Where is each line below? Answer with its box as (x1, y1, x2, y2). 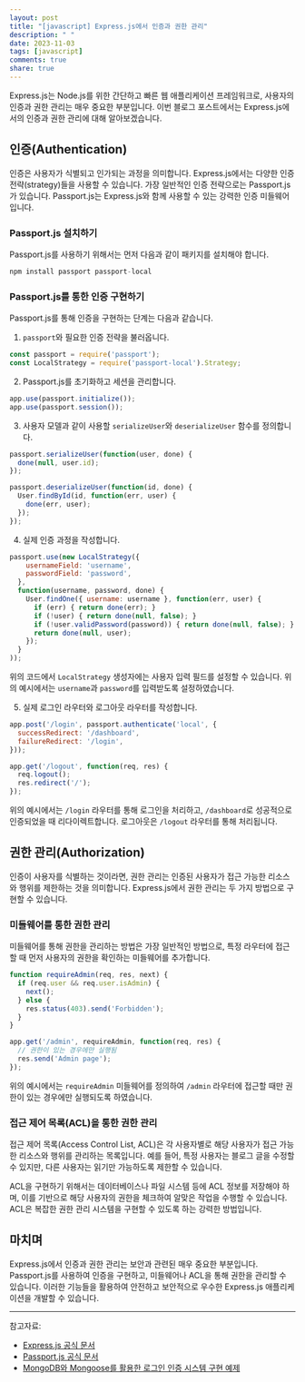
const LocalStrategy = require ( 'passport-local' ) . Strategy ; (9, 359, 242, 368)
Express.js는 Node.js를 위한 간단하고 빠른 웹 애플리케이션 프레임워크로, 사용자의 (9, 90, 295, 101)
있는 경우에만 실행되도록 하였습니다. (25, 1091, 152, 1102)
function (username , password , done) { (17, 587, 165, 596)
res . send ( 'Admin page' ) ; (17, 1054, 112, 1063)
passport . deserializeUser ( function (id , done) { (9, 483, 193, 492)
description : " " (9, 30, 75, 39)
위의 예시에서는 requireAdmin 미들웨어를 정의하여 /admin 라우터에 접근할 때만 (9, 1080, 284, 1091)
